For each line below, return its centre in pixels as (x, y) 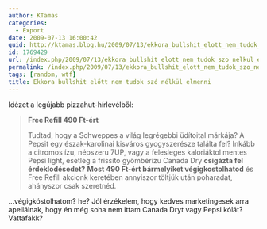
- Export (30, 30)
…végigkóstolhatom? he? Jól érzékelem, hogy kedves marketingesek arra (128, 201)
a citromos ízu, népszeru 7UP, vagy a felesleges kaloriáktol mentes (137, 152)
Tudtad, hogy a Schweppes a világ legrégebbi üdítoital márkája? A (136, 135)
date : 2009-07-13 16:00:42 (53, 38)
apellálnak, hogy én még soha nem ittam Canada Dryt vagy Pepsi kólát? (126, 209)
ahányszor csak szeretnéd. (72, 185)
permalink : (26, 67)
